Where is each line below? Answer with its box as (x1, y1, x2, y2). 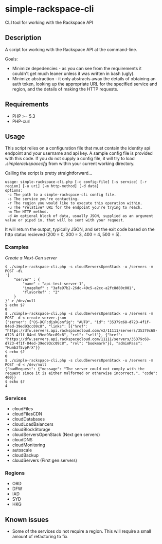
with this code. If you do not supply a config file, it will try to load (5, 156, 135, 162)
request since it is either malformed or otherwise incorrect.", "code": (5, 371, 158, 376)
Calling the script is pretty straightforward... (5, 170, 92, 176)
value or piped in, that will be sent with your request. (5, 218, 125, 223)
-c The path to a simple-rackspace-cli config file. (7, 192, 117, 198)
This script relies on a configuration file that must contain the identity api (5, 145, 151, 151)
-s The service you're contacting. (7, 197, 79, 201)
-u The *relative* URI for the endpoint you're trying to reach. (7, 205, 143, 210)
